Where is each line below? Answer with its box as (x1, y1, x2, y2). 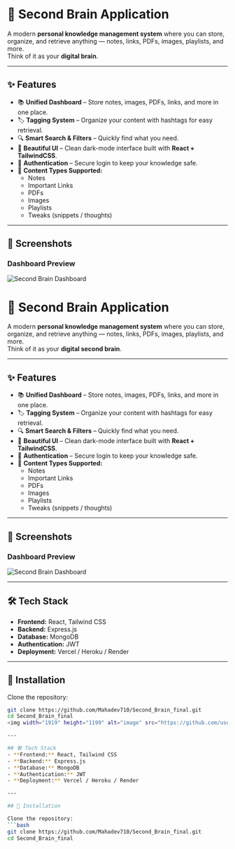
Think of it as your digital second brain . (7, 345, 122, 353)
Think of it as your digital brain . (7, 52, 99, 60)
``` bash (7, 822, 30, 829)
